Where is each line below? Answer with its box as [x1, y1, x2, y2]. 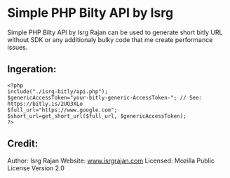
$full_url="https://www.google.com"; [7, 107, 118, 114]
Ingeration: [7, 63, 57, 75]
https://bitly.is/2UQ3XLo [7, 100, 83, 107]
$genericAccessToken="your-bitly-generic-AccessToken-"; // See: [7, 94, 202, 101]
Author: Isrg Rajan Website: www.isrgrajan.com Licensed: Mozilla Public [7, 156, 215, 165]
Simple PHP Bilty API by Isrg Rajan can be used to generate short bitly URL [7, 28, 223, 36]
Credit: [7, 138, 39, 150]
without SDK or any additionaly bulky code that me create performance [7, 35, 213, 43]
